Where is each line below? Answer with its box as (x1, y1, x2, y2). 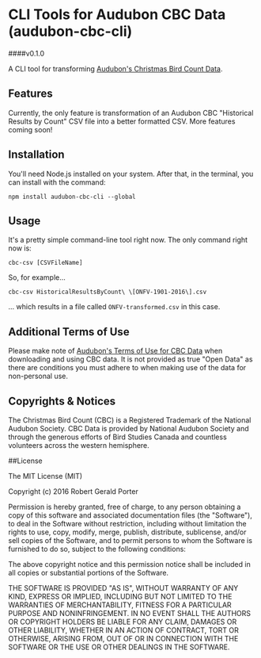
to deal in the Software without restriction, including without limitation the (8, 519, 247, 528)
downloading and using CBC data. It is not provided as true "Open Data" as (8, 354, 253, 364)
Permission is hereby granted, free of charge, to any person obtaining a (8, 502, 241, 511)
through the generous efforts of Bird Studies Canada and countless (8, 432, 227, 442)
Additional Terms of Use (8, 325, 130, 339)
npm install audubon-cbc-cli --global (8, 193, 136, 201)
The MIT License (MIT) (8, 472, 83, 480)
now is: (8, 243, 32, 253)
